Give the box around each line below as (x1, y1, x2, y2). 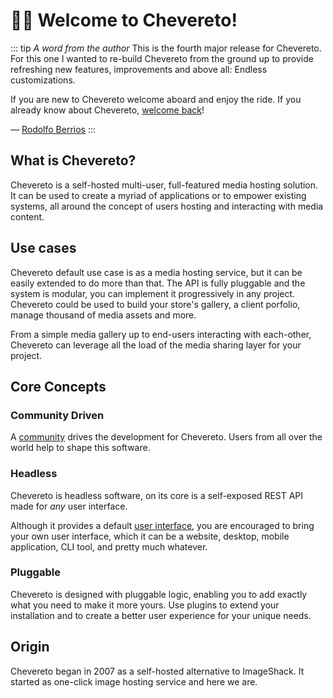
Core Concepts (10, 378, 107, 395)
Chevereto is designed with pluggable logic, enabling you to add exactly (10, 588, 308, 600)
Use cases (10, 240, 77, 257)
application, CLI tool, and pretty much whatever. (10, 540, 208, 553)
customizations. (10, 74, 76, 86)
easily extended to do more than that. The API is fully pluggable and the (10, 277, 306, 289)
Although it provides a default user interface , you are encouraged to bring (10, 519, 315, 531)
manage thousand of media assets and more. (10, 309, 197, 321)
